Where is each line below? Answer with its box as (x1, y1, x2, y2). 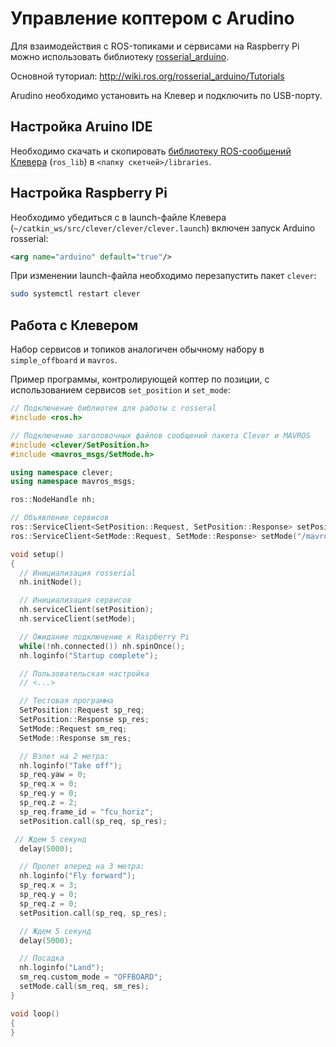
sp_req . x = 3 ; (19, 880, 78, 891)
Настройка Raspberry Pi (10, 185, 168, 202)
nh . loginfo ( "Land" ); (19, 963, 105, 973)
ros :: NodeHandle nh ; (10, 495, 97, 505)
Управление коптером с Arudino (10, 7, 295, 30)
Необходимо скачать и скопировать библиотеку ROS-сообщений (10, 145, 292, 157)
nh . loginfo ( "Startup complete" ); (19, 650, 159, 661)
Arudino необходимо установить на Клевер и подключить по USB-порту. (10, 89, 323, 101)
